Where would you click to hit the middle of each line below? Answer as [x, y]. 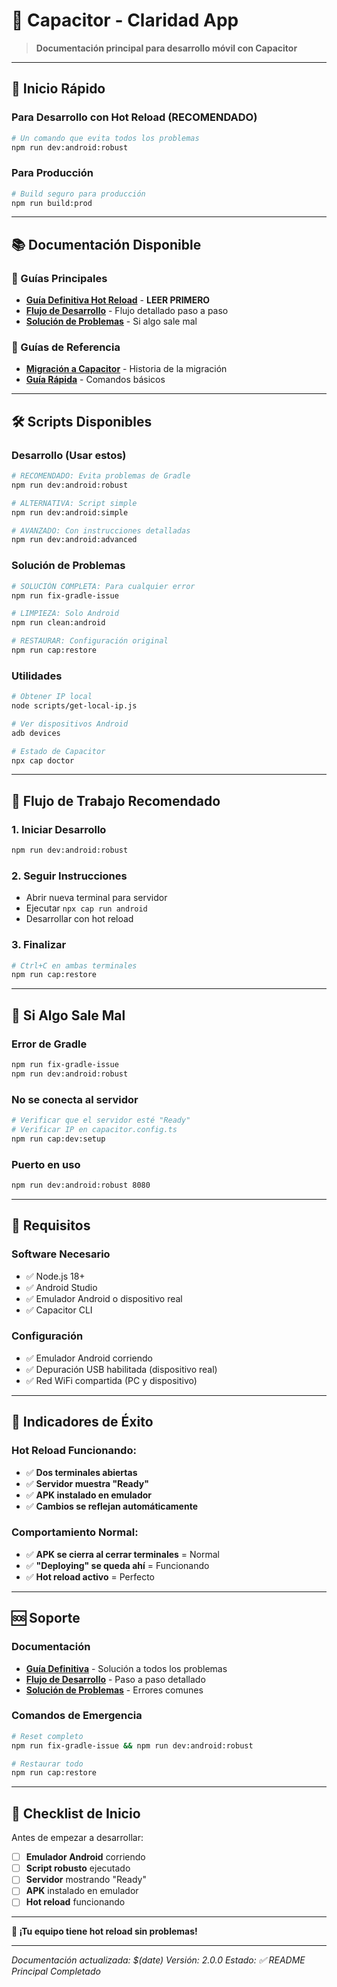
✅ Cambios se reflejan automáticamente [111, 1506]
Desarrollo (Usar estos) [69, 455]
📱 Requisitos [51, 1225]
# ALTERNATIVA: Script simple [74, 503]
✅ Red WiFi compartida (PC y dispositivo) [111, 1380]
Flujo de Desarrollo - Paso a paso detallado [115, 1679]
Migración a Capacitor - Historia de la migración [126, 369]
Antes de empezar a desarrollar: [77, 1838]
